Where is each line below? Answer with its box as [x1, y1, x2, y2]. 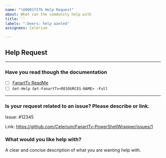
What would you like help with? [5, 136, 82, 143]
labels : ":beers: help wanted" [5, 21, 70, 26]
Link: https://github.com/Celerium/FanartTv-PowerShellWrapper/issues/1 [5, 123, 153, 129]
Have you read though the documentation [5, 69, 107, 76]
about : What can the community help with [5, 12, 92, 17]
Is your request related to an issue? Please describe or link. [5, 103, 150, 110]
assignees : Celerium [5, 26, 48, 31]
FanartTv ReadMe [12, 80, 48, 86]
